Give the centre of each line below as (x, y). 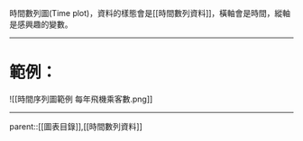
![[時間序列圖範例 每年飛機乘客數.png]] (81, 99)
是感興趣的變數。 (41, 24)
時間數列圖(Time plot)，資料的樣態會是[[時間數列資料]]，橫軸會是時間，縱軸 (150, 13)
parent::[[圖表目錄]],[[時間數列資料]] (76, 126)
